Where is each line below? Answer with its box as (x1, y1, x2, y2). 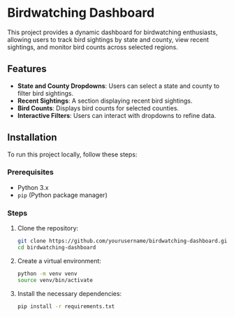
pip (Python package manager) (17, 191, 108, 199)
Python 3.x (17, 183, 49, 191)
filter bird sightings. (17, 89, 74, 97)
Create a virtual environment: (17, 256, 101, 265)
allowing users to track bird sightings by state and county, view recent (7, 35, 210, 43)
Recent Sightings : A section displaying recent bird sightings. (17, 96, 193, 105)
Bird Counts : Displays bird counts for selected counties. (17, 103, 180, 112)
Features (7, 63, 47, 75)
